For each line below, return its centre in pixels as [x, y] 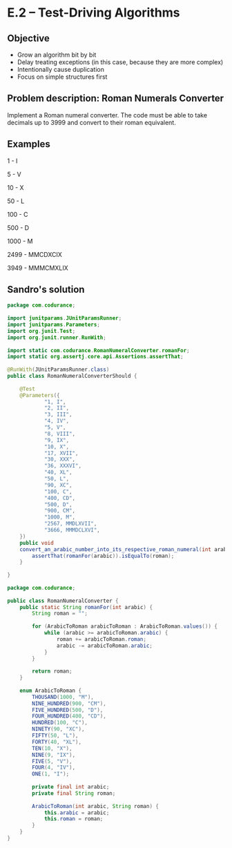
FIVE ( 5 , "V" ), [52, 761]
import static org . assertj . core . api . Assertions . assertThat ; [96, 357]
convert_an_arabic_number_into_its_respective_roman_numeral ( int [116, 549]
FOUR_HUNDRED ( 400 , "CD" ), [69, 716]
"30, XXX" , [60, 460]
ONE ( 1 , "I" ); [51, 774]
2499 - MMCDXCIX [35, 254]
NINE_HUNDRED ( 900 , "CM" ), [69, 703]
